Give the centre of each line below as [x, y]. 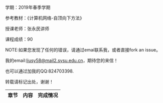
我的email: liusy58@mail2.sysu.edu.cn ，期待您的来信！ [62, 60]
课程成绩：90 [19, 39]
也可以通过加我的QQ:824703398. [40, 71]
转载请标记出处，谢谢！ [29, 82]
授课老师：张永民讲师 [27, 28]
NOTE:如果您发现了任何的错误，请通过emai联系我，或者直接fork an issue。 [83, 50]
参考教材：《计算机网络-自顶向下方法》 [45, 18]
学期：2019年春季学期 [28, 7]
